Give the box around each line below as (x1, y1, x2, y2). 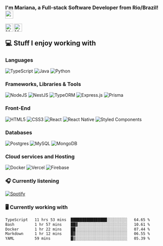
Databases (5, 129, 32, 136)
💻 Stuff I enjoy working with (5, 38, 96, 47)
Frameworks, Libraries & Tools (5, 80, 81, 88)
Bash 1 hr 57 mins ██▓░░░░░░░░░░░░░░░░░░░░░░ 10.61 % (5, 222, 150, 227)
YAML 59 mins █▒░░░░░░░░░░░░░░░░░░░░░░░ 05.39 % (5, 236, 150, 241)
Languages (5, 56, 34, 63)
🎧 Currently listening (5, 178, 60, 185)
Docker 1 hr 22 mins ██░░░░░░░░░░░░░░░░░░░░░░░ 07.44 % (5, 227, 150, 232)
